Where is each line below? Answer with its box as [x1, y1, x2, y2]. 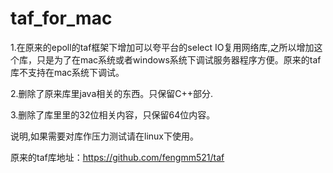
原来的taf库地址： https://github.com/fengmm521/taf [10, 151, 225, 163]
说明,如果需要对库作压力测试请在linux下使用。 [10, 130, 200, 142]
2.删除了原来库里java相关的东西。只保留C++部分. [10, 87, 214, 99]
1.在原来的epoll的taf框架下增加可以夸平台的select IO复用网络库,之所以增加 [10, 41, 315, 53]
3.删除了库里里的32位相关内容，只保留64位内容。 [10, 108, 216, 121]
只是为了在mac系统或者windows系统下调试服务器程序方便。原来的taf [36, 53, 322, 66]
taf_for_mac [10, 7, 113, 30]
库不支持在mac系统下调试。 [10, 66, 125, 78]
